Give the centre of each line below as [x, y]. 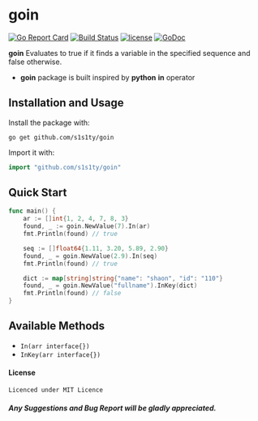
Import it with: [32, 153]
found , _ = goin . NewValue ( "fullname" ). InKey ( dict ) [110, 286]
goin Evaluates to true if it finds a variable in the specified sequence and [129, 53]
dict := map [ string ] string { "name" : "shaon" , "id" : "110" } [123, 278]
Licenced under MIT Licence [56, 390]
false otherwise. [35, 62]
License [22, 373]
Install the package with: [49, 122]
